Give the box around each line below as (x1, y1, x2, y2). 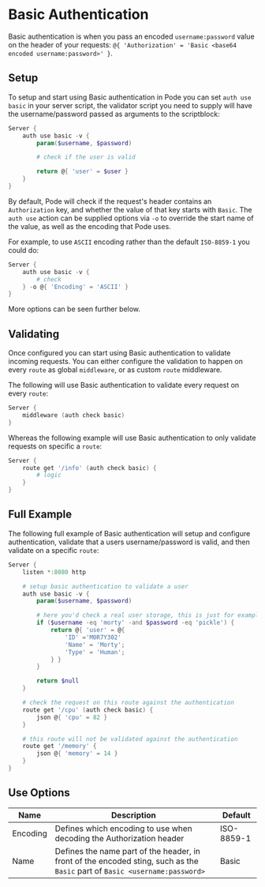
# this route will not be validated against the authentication (22, 735, 238, 743)
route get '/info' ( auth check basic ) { (22, 464, 157, 472)
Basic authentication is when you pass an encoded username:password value (8, 32, 255, 41)
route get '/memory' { (22, 742, 97, 750)
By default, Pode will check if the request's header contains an (8, 196, 212, 206)
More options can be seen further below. (8, 304, 140, 314)
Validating (8, 327, 60, 340)
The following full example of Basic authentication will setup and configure (8, 528, 251, 538)
